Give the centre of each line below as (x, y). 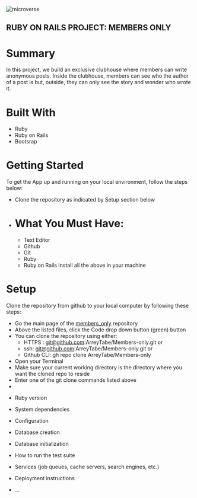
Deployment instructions (45, 478)
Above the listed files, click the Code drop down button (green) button (100, 330)
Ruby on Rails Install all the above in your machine (85, 265)
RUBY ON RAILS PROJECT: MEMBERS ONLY (89, 28)
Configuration (31, 421)
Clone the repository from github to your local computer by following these (97, 306)
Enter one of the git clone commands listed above (75, 380)
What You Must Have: (69, 224)
